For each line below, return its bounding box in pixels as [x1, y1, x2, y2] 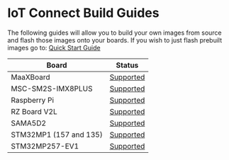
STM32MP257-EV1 [11, 141, 79, 151]
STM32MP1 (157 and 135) [11, 130, 103, 139]
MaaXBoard [11, 72, 51, 82]
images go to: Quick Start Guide [7, 43, 101, 52]
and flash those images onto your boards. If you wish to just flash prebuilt [7, 35, 222, 44]
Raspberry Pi [11, 95, 55, 105]
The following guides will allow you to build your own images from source [7, 28, 222, 37]
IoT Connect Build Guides [7, 5, 160, 21]
